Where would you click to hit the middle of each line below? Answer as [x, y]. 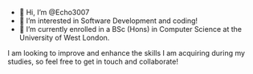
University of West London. [64, 37]
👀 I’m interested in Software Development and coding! [108, 21]
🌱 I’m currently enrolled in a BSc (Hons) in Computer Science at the [131, 29]
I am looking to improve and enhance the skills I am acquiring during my [126, 53]
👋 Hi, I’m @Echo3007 [54, 12]
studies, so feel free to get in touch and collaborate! [93, 61]
